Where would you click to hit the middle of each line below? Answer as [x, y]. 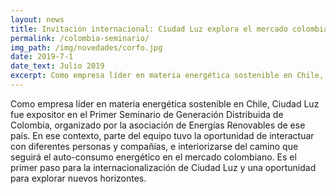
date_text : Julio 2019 [57, 66]
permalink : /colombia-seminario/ [80, 38]
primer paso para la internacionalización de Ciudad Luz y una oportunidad [163, 167]
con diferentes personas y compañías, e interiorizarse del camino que [154, 146]
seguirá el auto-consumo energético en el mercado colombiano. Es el [153, 157]
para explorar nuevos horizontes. [78, 178]
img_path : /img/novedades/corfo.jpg [86, 47]
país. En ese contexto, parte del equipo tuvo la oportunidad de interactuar [162, 135]
